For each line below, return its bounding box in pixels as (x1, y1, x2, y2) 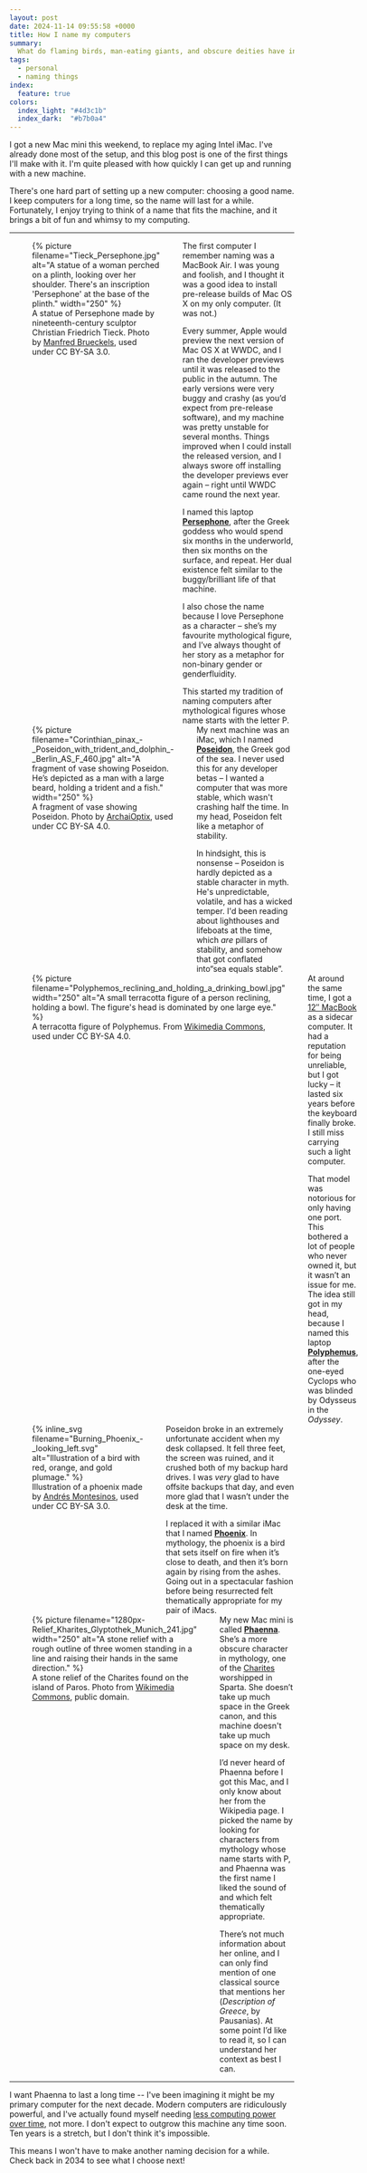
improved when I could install (182, 441, 292, 452)
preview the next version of (182, 335, 285, 346)
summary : (9, 38, 42, 48)
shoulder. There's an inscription (32, 279, 150, 290)
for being (307, 1050, 342, 1061)
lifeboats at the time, (195, 925, 273, 936)
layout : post (9, 13, 59, 23)
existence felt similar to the (182, 564, 283, 575)
